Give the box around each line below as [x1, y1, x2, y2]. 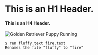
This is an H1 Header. [5, 3, 94, 15]
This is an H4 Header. [5, 20, 51, 26]
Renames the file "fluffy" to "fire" [5, 45, 84, 50]
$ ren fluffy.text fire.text [5, 41, 66, 46]
